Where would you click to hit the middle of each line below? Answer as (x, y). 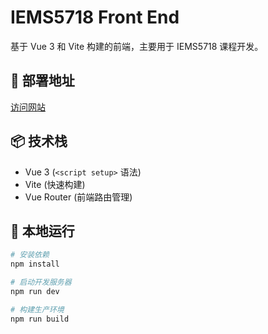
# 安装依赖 (30, 255)
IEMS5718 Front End (95, 17)
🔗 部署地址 (42, 81)
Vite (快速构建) (55, 184)
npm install (35, 264)
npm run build (40, 319)
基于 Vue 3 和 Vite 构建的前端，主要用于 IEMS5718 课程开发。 (137, 46)
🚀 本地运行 (42, 231)
